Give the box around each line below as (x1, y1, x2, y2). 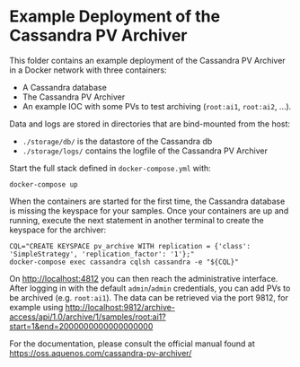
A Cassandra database (22, 82, 108, 92)
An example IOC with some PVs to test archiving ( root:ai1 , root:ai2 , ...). (22, 100, 292, 111)
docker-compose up (9, 179, 78, 189)
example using (9, 301, 64, 312)
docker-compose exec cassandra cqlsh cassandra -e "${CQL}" (9, 258, 240, 267)
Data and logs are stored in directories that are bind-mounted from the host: (9, 118, 290, 129)
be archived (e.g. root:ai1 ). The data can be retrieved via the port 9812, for (9, 292, 289, 302)
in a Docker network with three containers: (9, 65, 168, 75)
